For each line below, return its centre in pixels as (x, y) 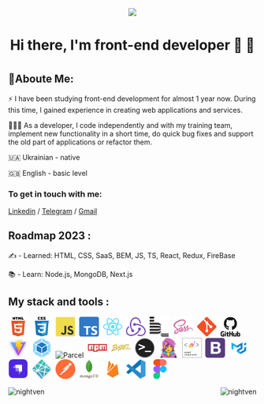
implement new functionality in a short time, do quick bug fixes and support (131, 133)
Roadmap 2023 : (50, 236)
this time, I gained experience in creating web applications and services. (125, 110)
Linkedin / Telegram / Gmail (53, 211)
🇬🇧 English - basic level (48, 173)
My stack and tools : (59, 302)
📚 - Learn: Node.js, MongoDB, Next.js (71, 274)
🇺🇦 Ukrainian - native (44, 157)
